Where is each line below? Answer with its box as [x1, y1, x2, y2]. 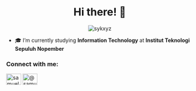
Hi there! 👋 [73, 5, 127, 19]
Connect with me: [6, 60, 59, 68]
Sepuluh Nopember [14, 45, 64, 52]
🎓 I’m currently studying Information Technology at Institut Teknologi [14, 37, 190, 44]
